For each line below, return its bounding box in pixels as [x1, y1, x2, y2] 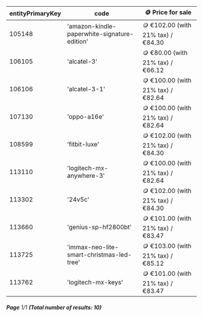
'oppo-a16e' [66, 112, 105, 120]
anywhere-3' [66, 171, 105, 180]
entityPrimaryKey [9, 9, 62, 18]
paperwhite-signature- [66, 30, 134, 38]
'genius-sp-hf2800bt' [66, 223, 132, 231]
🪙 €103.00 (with [142, 242, 192, 250]
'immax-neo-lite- [66, 243, 119, 251]
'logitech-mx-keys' [66, 278, 124, 286]
